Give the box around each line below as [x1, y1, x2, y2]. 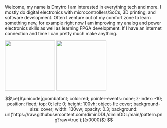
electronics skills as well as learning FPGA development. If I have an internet [5, 25, 162, 31]
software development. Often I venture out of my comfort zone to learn [5, 15, 151, 20]
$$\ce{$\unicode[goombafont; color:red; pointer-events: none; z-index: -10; [5, 96, 162, 101]
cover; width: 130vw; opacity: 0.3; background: [40, 106, 138, 112]
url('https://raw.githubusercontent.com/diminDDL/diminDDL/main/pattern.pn [5, 112, 163, 117]
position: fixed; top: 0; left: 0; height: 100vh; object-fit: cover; [7, 101, 133, 107]
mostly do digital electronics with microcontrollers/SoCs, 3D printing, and [5, 9, 156, 15]
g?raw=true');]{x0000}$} [54, 117, 106, 123]
